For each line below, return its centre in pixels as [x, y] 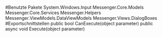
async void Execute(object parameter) [45, 29]
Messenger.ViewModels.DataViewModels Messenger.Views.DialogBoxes [81, 18]
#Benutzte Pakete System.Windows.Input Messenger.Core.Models [75, 7]
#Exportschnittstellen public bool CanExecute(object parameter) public [79, 23]
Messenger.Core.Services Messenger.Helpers [53, 13]
